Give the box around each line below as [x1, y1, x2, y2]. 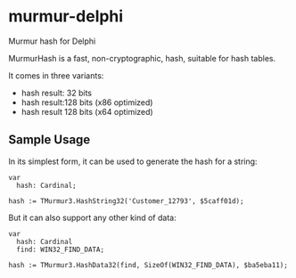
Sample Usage [8, 132, 91, 148]
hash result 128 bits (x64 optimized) [21, 106, 153, 117]
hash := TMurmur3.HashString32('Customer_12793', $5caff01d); [8, 196, 244, 206]
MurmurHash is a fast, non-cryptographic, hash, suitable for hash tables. [8, 53, 276, 63]
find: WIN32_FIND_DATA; [16, 245, 104, 254]
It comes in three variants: [8, 69, 104, 81]
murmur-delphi [8, 6, 124, 27]
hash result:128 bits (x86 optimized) [21, 96, 153, 108]
